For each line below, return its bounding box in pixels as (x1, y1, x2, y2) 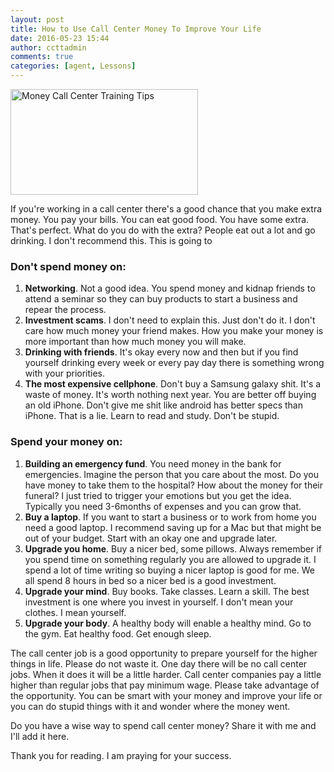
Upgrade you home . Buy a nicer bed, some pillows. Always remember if (24, 542, 322, 555)
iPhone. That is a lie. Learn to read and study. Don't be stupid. (24, 410, 280, 422)
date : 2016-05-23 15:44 (10, 33, 110, 43)
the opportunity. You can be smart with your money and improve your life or (10, 689, 323, 701)
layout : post (10, 14, 65, 25)
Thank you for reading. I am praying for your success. (10, 749, 232, 761)
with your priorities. (24, 367, 106, 380)
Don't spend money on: (10, 259, 127, 273)
